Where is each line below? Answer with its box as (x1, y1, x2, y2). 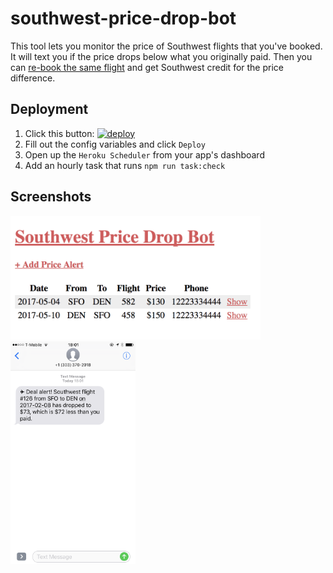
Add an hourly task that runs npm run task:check (24, 159, 226, 171)
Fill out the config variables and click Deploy (24, 138, 206, 150)
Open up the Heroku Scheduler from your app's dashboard (24, 148, 265, 161)
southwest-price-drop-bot (10, 7, 237, 30)
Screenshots (10, 188, 92, 206)
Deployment (10, 101, 89, 118)
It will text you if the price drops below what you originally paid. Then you (10, 50, 313, 62)
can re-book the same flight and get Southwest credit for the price (10, 61, 285, 73)
